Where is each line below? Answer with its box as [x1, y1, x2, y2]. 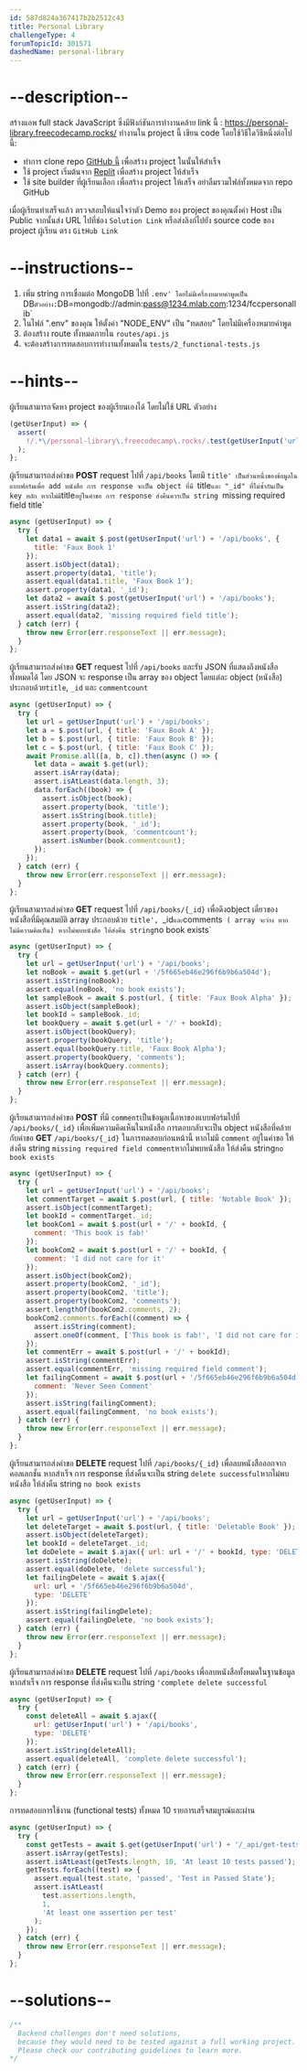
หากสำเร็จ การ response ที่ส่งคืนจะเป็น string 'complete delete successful [9, 1676, 268, 1688]
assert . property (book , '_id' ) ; [42, 820, 162, 829]
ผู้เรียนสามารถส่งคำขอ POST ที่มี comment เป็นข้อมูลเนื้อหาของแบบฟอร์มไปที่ [9, 1112, 240, 1123]
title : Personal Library [9, 22, 104, 31]
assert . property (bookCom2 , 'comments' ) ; [26, 1296, 182, 1306]
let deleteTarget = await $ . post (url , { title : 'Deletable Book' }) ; [26, 1522, 297, 1531]
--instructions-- [9, 258, 134, 279]
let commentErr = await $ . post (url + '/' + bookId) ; [26, 1347, 231, 1357]
